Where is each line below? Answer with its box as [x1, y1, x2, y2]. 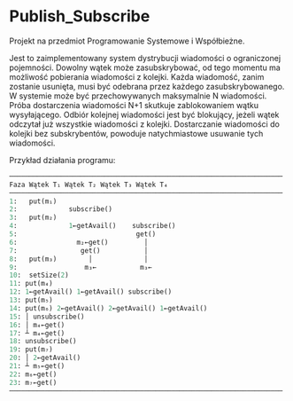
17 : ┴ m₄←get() [9, 328, 66, 338]
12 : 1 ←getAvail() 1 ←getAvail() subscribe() [9, 287, 173, 296]
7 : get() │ [9, 246, 149, 255]
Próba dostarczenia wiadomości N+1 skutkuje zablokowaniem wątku [9, 99, 259, 110]
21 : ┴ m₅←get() [9, 362, 66, 371]
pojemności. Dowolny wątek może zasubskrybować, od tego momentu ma [9, 62, 281, 73]
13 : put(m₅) [9, 295, 53, 305]
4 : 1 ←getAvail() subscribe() [9, 222, 176, 231]
